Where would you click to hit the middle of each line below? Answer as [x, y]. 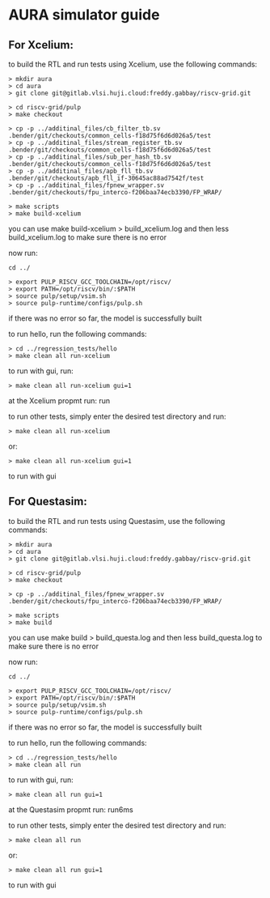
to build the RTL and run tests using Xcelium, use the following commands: [133, 64]
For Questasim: [48, 502]
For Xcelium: [41, 45]
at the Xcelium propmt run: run [59, 401]
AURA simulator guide [84, 15]
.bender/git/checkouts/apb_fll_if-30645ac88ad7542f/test [106, 178]
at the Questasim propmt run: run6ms [71, 809]
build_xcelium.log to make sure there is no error [88, 237]
